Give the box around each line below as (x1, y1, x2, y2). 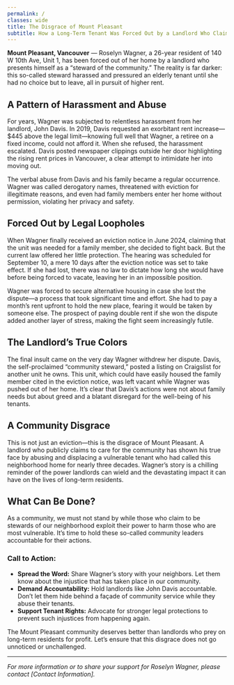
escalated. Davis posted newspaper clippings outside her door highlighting (7, 147, 222, 156)
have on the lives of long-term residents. (7, 475, 124, 483)
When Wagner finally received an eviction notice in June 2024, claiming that (7, 236, 226, 244)
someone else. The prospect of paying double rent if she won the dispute (7, 308, 218, 317)
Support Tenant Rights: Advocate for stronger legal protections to (17, 606, 208, 615)
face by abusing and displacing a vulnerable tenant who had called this (7, 453, 211, 461)
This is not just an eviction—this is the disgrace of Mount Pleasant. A (7, 438, 204, 446)
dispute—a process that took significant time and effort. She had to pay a (7, 294, 217, 302)
